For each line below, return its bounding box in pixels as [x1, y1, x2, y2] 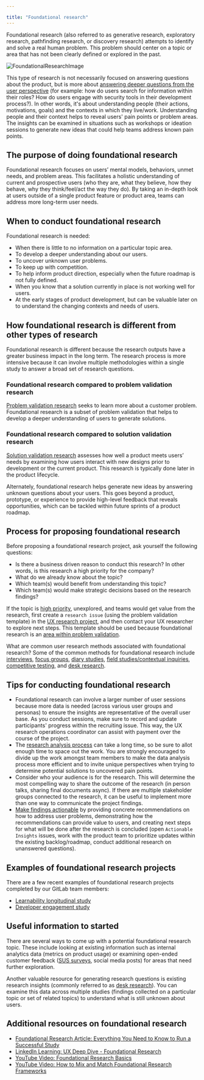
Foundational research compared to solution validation [6, 430, 172, 439]
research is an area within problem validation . [6, 631, 121, 638]
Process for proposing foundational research [6, 527, 181, 537]
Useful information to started [6, 921, 119, 931]
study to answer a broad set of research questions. [6, 365, 135, 372]
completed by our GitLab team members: [6, 885, 110, 893]
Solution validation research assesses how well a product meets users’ [6, 452, 184, 459]
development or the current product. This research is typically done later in [6, 464, 195, 472]
